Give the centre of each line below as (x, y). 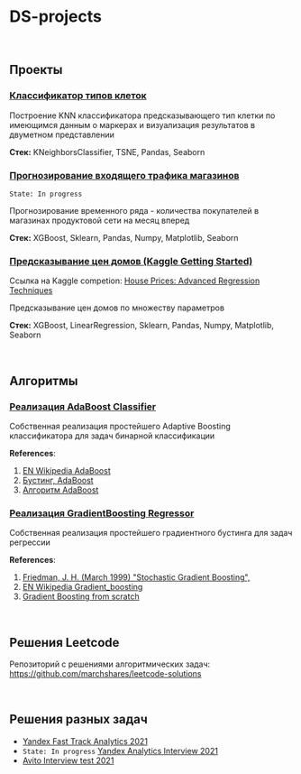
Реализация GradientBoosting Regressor (102, 513)
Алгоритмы (44, 381)
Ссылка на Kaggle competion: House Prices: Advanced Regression (135, 281)
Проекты (36, 70)
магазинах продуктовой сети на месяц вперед (100, 220)
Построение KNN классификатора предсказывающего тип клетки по (142, 115)
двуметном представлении (62, 134)
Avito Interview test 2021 (68, 760)
